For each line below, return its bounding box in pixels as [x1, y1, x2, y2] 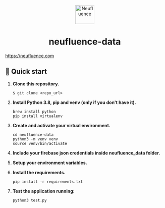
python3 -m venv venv [12, 136, 58, 141]
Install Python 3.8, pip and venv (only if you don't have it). [12, 99, 136, 106]
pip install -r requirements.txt [12, 179, 83, 184]
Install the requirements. [12, 169, 66, 175]
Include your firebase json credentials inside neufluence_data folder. [12, 149, 160, 156]
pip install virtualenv [12, 114, 63, 119]
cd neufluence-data [12, 132, 54, 137]
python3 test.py [12, 197, 47, 203]
